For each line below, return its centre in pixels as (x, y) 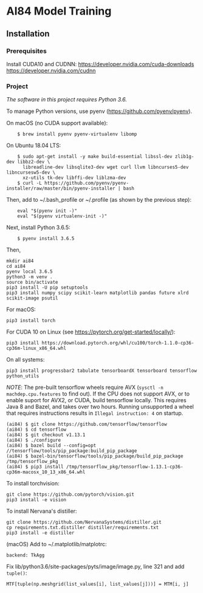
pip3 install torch (31, 321)
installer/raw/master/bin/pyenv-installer (61, 189)
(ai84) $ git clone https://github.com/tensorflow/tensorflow (87, 424)
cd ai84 (16, 266)
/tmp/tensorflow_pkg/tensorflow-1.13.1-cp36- (125, 467)
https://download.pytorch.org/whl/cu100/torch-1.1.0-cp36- (118, 343)
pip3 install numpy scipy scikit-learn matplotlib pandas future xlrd (98, 293)
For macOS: (21, 310)
